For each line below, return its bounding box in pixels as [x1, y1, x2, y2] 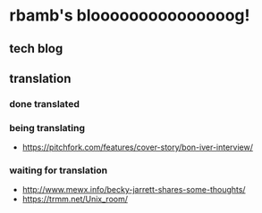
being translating [9, 121, 86, 134]
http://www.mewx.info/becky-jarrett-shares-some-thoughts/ [21, 184, 246, 195]
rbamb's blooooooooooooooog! [9, 5, 250, 26]
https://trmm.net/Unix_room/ [21, 193, 128, 205]
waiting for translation [9, 164, 108, 176]
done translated [9, 97, 80, 110]
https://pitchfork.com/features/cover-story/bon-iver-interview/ [21, 142, 253, 152]
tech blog [9, 41, 63, 56]
